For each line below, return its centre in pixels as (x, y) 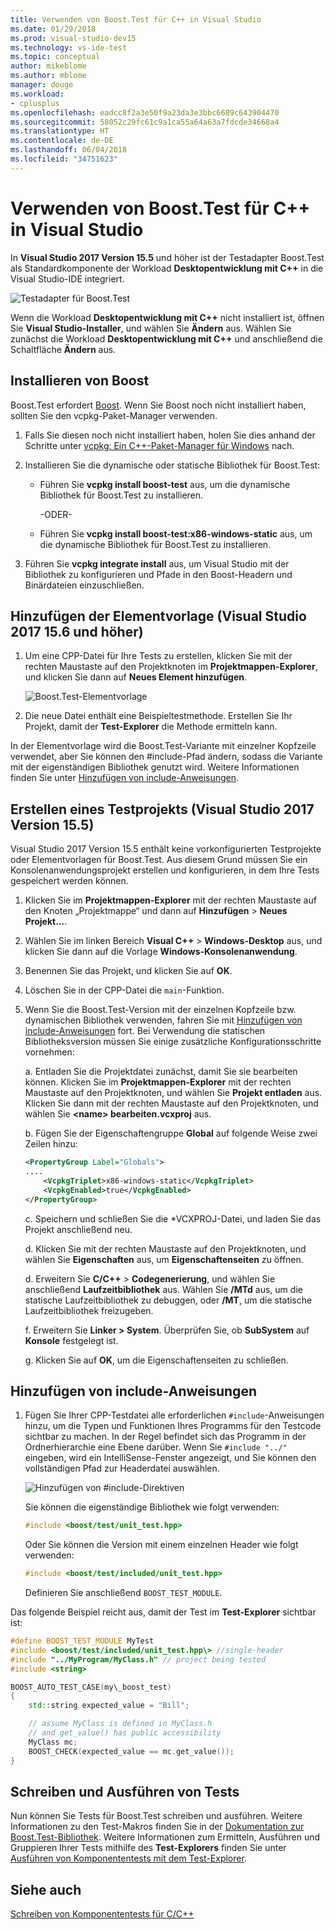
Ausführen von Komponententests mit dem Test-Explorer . (128, 1858)
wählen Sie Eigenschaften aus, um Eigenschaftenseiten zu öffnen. (164, 1259)
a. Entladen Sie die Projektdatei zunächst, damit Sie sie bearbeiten (161, 1072)
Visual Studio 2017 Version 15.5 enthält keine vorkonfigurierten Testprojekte (166, 849)
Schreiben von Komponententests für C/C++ (102, 1914)
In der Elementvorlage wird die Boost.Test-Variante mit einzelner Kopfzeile (163, 746)
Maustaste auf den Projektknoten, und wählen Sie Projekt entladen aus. (173, 1093)
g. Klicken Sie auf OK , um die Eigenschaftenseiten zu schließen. (156, 1360)
